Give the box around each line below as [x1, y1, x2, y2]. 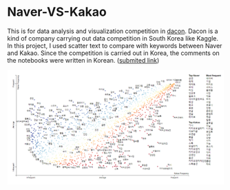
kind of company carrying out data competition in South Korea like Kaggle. [7, 34, 219, 42]
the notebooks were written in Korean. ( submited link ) [7, 56, 160, 64]
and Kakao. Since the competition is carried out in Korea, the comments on [7, 49, 220, 57]
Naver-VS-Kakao [7, 4, 107, 20]
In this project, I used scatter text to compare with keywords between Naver [7, 41, 222, 50]
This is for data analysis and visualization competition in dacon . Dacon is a [7, 27, 218, 35]
